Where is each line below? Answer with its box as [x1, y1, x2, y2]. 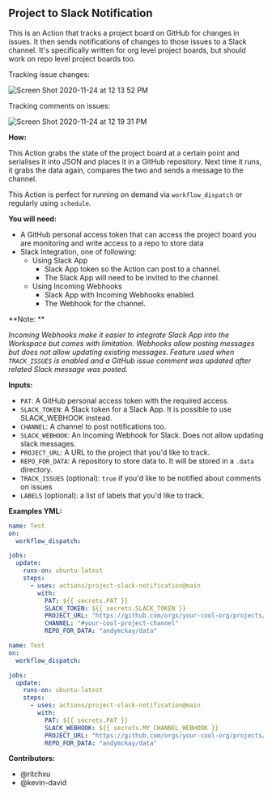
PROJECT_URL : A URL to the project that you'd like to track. [19, 447, 210, 457]
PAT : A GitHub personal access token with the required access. [19, 395, 229, 405]
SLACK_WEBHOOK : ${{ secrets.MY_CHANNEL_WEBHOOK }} [44, 724, 219, 732]
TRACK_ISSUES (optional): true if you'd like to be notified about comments [19, 473, 261, 483]
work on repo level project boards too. [8, 53, 136, 63]
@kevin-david [19, 778, 67, 788]
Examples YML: [8, 506, 62, 515]
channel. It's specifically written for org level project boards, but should [8, 45, 247, 55]
